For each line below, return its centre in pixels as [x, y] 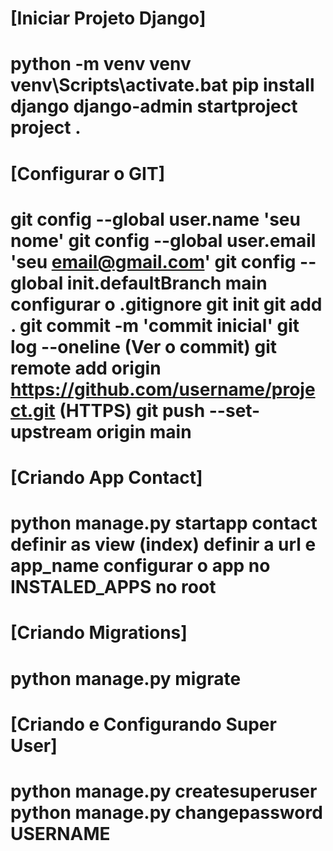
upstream [51, 431]
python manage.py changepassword [166, 812]
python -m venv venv [101, 64]
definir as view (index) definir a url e [163, 544]
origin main [144, 431]
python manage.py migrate [126, 678]
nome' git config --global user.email [163, 240]
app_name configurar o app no [140, 566]
